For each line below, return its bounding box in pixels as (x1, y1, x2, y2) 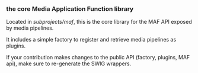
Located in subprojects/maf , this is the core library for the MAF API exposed (6, 18, 192, 26)
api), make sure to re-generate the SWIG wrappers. (6, 60, 132, 67)
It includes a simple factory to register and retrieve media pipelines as (6, 36, 177, 43)
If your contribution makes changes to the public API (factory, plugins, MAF (6, 54, 190, 61)
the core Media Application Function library (6, 5, 134, 13)
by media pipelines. (6, 24, 54, 31)
